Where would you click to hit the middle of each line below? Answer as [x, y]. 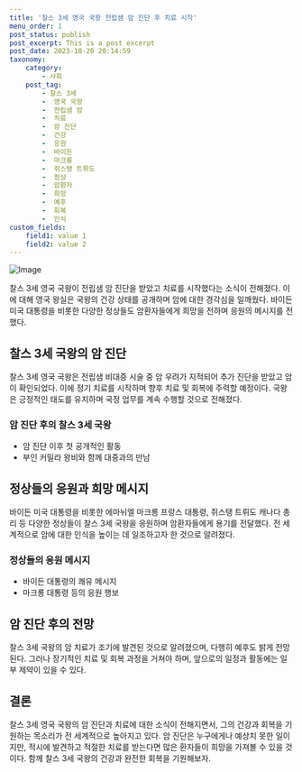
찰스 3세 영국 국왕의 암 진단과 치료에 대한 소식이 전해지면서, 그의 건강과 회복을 [146, 725]
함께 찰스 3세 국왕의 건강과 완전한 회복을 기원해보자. [120, 758]
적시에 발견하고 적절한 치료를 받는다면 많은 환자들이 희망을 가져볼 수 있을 [156, 747]
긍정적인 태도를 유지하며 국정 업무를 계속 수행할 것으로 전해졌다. [130, 400]
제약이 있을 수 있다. [52, 670]
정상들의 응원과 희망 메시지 [79, 488]
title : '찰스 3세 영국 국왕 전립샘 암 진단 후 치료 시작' [103, 18]
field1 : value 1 [56, 235]
